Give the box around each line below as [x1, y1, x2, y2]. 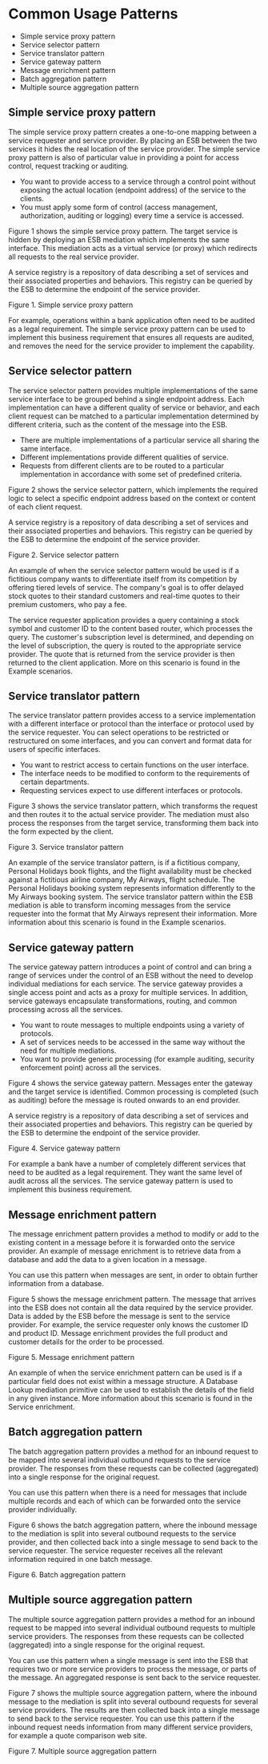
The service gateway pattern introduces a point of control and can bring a [8, 962, 252, 972]
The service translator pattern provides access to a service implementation [8, 710, 256, 720]
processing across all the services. [8, 1005, 123, 1014]
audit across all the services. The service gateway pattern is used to [8, 1176, 234, 1186]
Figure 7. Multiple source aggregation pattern [8, 1746, 158, 1756]
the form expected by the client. [8, 827, 114, 836]
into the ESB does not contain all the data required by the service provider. [8, 1303, 254, 1312]
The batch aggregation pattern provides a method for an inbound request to [8, 1446, 258, 1456]
